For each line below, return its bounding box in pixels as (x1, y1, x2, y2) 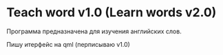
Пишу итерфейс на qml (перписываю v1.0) (6, 40, 130, 48)
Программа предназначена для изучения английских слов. (6, 27, 182, 35)
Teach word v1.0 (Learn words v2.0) (6, 5, 217, 20)
